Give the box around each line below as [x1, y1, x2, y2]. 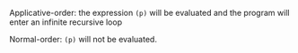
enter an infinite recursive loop [9, 17, 123, 27]
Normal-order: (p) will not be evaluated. [9, 34, 157, 44]
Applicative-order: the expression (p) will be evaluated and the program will [9, 8, 290, 18]
